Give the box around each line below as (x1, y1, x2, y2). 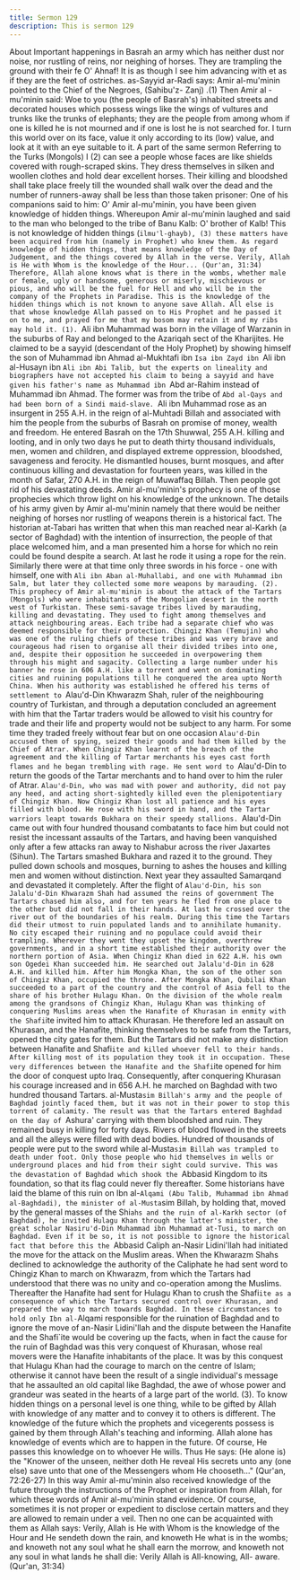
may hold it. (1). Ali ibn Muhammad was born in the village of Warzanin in (9, 323, 291, 334)
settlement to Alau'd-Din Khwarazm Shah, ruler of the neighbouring (9, 689, 264, 700)
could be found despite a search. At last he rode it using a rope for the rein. (9, 550, 287, 561)
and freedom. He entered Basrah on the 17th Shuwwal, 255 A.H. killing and (9, 426, 285, 437)
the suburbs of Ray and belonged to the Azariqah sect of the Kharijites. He (9, 333, 285, 344)
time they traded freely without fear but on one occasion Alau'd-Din (9, 727, 260, 738)
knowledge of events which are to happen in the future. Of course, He (9, 1436, 268, 1447)
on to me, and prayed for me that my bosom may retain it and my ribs (9, 315, 279, 324)
